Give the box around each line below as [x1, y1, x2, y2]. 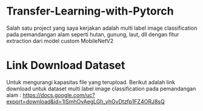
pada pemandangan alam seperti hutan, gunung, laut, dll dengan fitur [6, 30, 179, 38]
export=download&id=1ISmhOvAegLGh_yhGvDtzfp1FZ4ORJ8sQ [6, 98, 165, 105]
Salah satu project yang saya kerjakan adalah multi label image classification [6, 24, 198, 32]
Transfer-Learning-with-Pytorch [6, 4, 174, 18]
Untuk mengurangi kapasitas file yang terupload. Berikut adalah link [6, 78, 176, 86]
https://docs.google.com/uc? [22, 91, 95, 98]
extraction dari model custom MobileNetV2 [6, 37, 114, 44]
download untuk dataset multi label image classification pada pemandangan [6, 85, 196, 92]
